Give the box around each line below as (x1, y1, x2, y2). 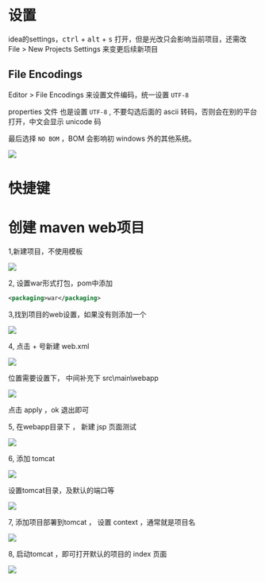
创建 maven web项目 (8, 219, 145, 237)
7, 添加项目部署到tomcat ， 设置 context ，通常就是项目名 (8, 517, 196, 526)
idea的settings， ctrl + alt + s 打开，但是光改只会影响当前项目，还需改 (8, 34, 248, 44)
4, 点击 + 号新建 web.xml (8, 341, 90, 351)
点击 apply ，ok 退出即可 (8, 405, 90, 414)
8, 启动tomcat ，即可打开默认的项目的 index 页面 (8, 549, 167, 558)
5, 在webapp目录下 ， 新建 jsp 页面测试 (8, 421, 137, 431)
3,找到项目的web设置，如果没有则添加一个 (8, 309, 147, 319)
